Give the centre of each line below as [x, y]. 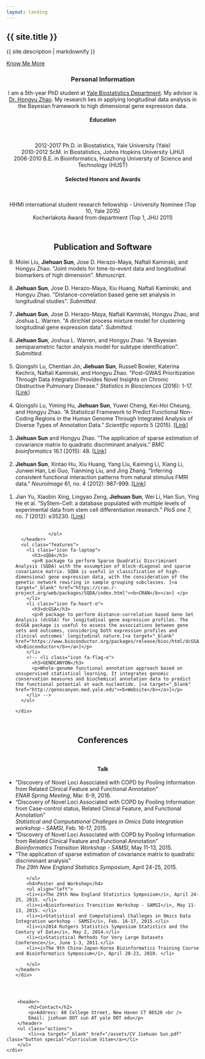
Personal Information [103, 79]
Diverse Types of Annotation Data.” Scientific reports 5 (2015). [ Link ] [102, 425]
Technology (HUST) [103, 165]
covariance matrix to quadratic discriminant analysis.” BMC [90, 444]
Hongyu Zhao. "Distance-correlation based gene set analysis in [95, 295]
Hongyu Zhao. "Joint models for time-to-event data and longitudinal [100, 268]
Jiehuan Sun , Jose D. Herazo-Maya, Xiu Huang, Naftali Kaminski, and [103, 288]
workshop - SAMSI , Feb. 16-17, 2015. [61, 828]
